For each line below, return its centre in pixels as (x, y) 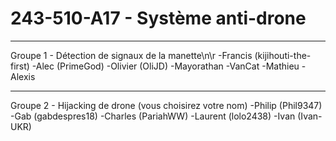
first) (20, 66)
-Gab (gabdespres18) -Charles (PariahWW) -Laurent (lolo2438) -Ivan (153, 116)
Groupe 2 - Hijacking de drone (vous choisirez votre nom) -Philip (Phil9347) (166, 105)
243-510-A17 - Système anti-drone (158, 18)
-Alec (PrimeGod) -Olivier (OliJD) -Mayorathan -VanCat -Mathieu (165, 66)
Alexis (23, 76)
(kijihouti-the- (283, 55)
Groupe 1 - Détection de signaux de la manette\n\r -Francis (131, 55)
